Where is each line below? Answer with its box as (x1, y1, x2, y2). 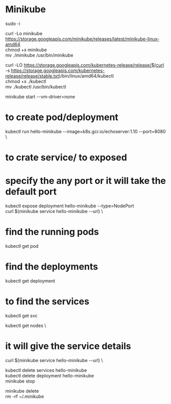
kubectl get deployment (5, 277, 55, 284)
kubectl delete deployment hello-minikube (5, 372, 94, 378)
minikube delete (5, 388, 39, 394)
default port (5, 186, 57, 198)
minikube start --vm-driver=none (5, 93, 76, 100)
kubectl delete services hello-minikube (5, 367, 87, 373)
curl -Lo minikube (5, 30, 42, 36)
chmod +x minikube (5, 46, 47, 53)
